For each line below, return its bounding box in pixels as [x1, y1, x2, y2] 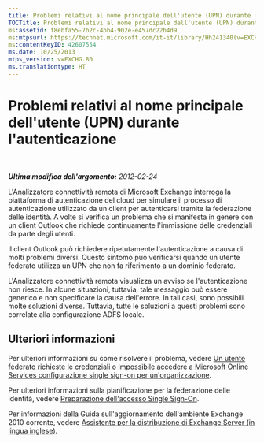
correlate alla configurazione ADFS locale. [8, 309, 145, 319]
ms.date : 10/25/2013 [8, 48, 76, 56]
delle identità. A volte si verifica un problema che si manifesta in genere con [8, 212, 254, 221]
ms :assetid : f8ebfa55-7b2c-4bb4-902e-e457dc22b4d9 [8, 26, 178, 34]
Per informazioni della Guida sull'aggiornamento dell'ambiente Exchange [8, 409, 244, 419]
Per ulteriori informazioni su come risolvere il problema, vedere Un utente [8, 353, 246, 363]
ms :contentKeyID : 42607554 [8, 41, 97, 49]
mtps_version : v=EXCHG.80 [8, 56, 93, 64]
